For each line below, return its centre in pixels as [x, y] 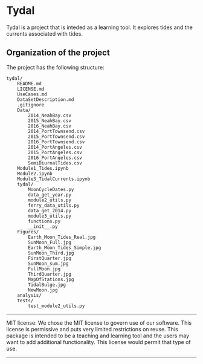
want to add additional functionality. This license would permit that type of [99, 342]
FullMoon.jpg [44, 269]
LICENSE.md [31, 89]
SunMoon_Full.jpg [50, 242]
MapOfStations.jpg [51, 279]
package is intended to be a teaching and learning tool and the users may [98, 336]
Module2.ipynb [35, 174]
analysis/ [30, 295]
